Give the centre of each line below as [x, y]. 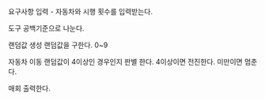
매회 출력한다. [30, 88]
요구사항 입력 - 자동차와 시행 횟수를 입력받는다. [80, 11]
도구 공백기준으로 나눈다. [46, 28]
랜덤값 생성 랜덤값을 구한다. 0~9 [58, 45]
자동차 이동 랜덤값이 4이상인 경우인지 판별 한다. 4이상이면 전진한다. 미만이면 [125, 62]
